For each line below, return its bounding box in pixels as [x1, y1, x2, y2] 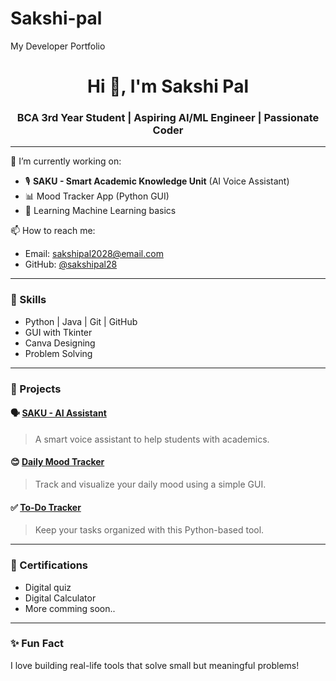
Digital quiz [24, 581, 72, 593]
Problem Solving [24, 347, 93, 359]
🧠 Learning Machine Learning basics [24, 205, 177, 217]
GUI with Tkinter [24, 326, 93, 338]
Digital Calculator [24, 592, 97, 604]
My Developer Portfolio [10, 40, 106, 52]
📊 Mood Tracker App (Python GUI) [24, 190, 170, 202]
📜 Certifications [10, 558, 89, 572]
